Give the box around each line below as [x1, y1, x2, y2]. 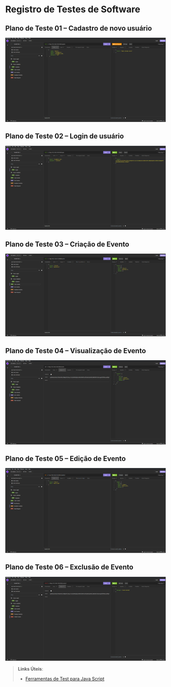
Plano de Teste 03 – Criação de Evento [5, 240, 130, 249]
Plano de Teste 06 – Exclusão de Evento [5, 563, 134, 572]
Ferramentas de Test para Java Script [25, 676, 105, 682]
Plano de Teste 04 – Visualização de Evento [5, 346, 146, 355]
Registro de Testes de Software [5, 4, 140, 15]
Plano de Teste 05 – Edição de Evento [5, 454, 126, 463]
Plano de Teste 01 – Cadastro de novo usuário [5, 24, 152, 33]
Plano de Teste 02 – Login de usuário [5, 132, 124, 141]
